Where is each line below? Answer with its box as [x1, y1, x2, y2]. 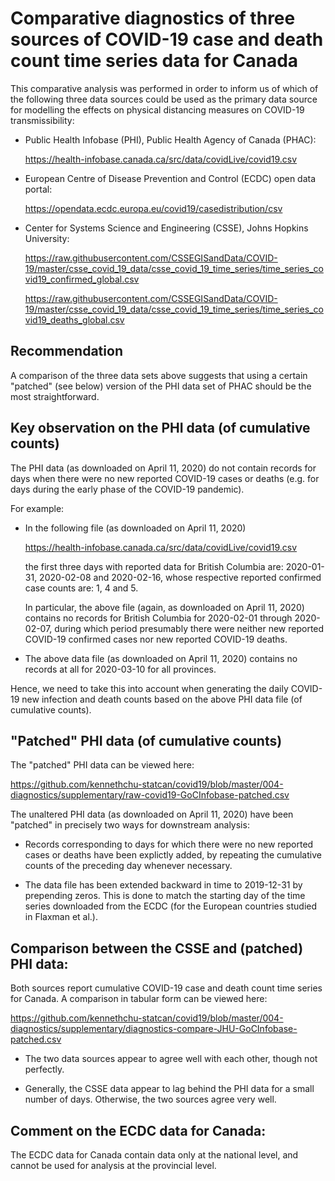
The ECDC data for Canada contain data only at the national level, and [10, 1149, 299, 1161]
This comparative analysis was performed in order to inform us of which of [10, 82, 319, 94]
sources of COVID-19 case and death [10, 28, 324, 51]
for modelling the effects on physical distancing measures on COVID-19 [10, 103, 305, 116]
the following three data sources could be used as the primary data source [10, 93, 318, 105]
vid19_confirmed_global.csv [24, 273, 140, 285]
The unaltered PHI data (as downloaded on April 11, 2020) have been [10, 808, 294, 821]
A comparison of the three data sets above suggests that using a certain [10, 369, 308, 381]
